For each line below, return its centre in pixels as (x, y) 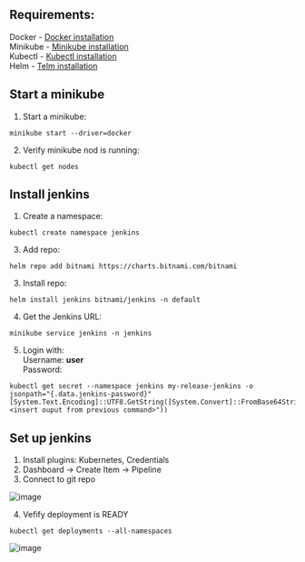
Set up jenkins (51, 438)
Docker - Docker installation (62, 36)
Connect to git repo (59, 479)
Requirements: (52, 15)
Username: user (53, 360)
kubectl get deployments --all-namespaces (91, 531)
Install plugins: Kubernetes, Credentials (96, 460)
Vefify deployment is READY (75, 515)
